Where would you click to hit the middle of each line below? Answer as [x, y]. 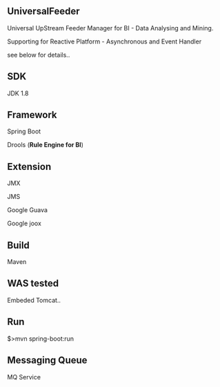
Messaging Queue [47, 360]
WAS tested [33, 284]
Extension [29, 166]
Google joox [24, 223]
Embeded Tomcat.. [34, 300]
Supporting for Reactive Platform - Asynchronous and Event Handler [104, 41]
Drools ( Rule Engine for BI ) [46, 145]
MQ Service [24, 377]
